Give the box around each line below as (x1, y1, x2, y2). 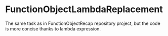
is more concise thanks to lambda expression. (5, 25, 101, 31)
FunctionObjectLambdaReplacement (5, 4, 163, 15)
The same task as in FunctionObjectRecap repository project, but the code (5, 20, 160, 26)
